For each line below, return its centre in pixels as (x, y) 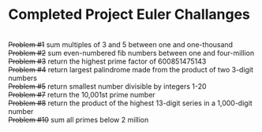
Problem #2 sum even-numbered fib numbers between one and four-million (131, 53)
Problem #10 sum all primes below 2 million (79, 119)
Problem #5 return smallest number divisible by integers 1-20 (107, 86)
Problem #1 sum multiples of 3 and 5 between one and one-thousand (121, 44)
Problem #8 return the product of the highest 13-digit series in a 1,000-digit (130, 103)
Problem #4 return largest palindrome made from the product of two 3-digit (131, 69)
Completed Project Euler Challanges (129, 15)
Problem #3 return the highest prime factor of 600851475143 (107, 61)
